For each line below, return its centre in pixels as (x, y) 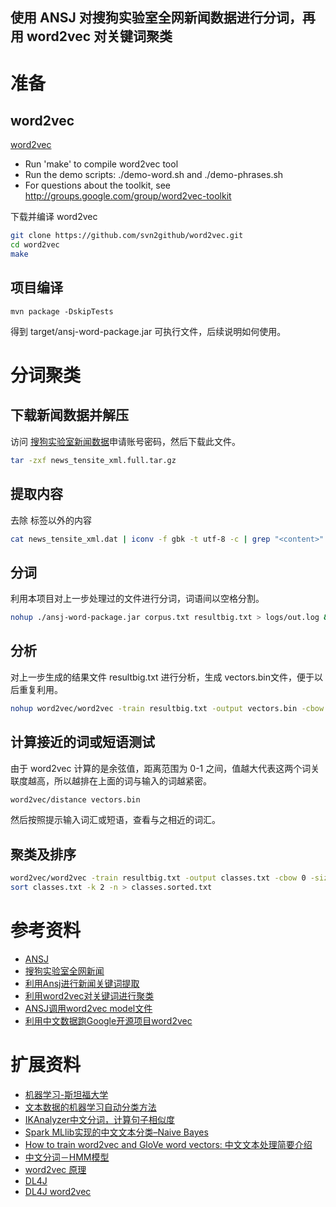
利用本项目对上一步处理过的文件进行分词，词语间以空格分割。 (137, 599)
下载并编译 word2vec (54, 217)
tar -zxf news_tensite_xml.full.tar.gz (93, 460)
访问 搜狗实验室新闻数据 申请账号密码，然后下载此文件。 (125, 441)
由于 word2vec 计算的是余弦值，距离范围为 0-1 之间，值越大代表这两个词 (161, 768)
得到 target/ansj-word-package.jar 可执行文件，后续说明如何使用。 (148, 331)
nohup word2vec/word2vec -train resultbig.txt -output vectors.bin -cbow (167, 708)
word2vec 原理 (55, 1169)
